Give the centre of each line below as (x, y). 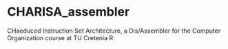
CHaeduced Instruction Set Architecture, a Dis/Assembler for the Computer (114, 31)
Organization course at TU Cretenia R (60, 37)
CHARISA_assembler (69, 12)
